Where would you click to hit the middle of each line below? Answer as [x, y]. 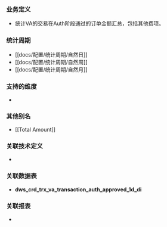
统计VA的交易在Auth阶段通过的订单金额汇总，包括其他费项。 [89, 24]
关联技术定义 [25, 146]
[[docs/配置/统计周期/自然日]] [51, 54]
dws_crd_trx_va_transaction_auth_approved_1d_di [78, 189]
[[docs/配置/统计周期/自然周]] [51, 62]
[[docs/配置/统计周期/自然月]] [51, 69]
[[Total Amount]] [35, 130]
